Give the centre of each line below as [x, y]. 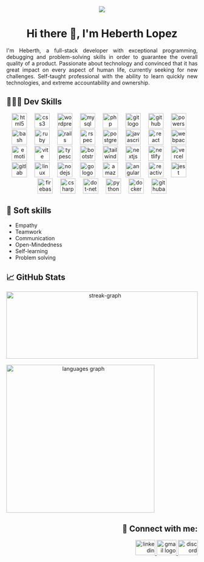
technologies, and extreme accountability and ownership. [78, 83]
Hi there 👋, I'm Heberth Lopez [102, 34]
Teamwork [28, 232]
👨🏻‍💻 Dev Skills [34, 102]
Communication [35, 238]
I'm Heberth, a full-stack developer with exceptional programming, [102, 50]
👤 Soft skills [29, 211]
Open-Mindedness [39, 245]
